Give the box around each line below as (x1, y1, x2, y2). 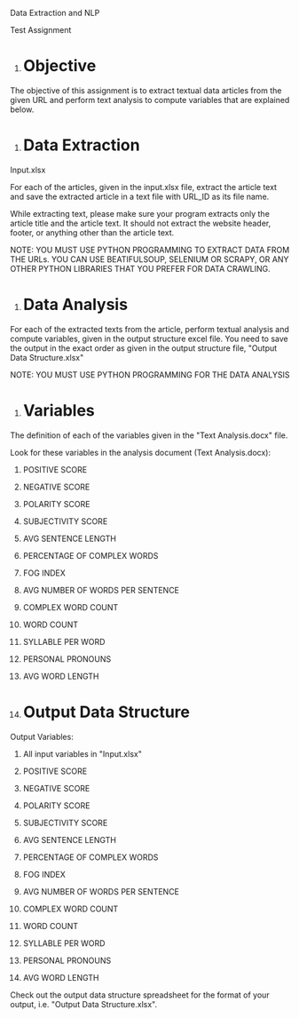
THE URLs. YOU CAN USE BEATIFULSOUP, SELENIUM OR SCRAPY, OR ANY (10, 253, 289, 265)
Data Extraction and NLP (10, 8, 100, 18)
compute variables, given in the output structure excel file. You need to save (10, 333, 288, 344)
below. (10, 104, 35, 115)
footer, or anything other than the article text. (10, 227, 175, 238)
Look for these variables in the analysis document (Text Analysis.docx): (10, 447, 271, 457)
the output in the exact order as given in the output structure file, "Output (10, 342, 278, 354)
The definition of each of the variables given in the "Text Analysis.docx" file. (10, 430, 288, 441)
